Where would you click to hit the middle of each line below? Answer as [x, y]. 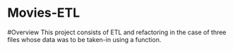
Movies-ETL [44, 13]
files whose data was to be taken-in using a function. [84, 39]
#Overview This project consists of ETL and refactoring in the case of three [117, 32]
